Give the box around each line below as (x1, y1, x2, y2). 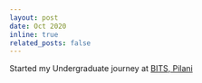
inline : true (9, 30, 59, 39)
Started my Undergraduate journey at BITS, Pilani (9, 63, 193, 74)
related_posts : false (9, 38, 91, 48)
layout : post (9, 13, 59, 23)
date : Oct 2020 (9, 22, 67, 31)
